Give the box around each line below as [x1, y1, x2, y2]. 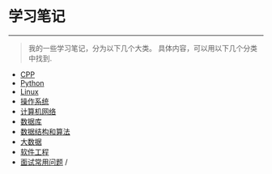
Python [19, 78, 45, 87]
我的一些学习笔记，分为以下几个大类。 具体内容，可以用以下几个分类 [28, 43, 257, 53]
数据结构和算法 [19, 126, 70, 136]
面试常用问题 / [19, 157, 68, 167]
